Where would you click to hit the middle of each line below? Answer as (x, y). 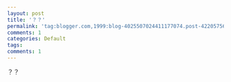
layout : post (26, 13)
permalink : (23, 26)
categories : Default (37, 39)
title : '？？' (26, 20)
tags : (15, 45)
